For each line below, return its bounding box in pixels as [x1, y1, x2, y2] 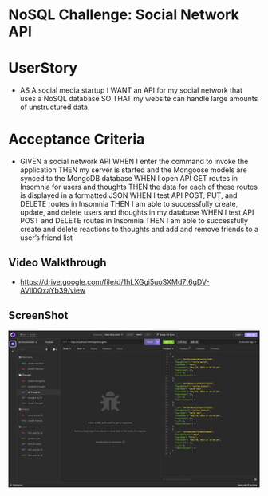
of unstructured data [19, 102, 88, 112]
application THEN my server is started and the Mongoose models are [19, 165, 247, 175]
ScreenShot [8, 309, 69, 322]
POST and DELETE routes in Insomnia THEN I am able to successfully [19, 216, 249, 226]
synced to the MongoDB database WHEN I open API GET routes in [19, 174, 238, 183]
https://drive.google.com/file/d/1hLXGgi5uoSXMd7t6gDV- [19, 277, 210, 286]
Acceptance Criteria [8, 130, 145, 148]
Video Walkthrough [8, 256, 107, 270]
